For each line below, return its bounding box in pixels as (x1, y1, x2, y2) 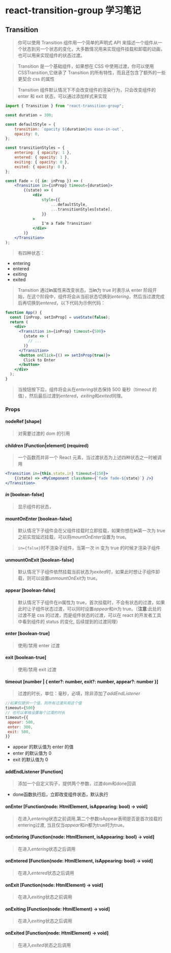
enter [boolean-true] (5, 631, 50, 637)
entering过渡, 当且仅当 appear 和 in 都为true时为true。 (17, 822, 127, 828)
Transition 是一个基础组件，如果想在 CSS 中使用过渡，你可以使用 (17, 63, 154, 69)
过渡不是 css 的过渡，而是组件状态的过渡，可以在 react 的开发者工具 (17, 612, 162, 618)
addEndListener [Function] (5, 769, 63, 775)
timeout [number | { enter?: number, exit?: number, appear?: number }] (5, 678, 159, 685)
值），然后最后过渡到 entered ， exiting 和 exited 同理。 (17, 392, 126, 399)
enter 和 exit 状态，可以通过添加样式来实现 (17, 93, 107, 99)
